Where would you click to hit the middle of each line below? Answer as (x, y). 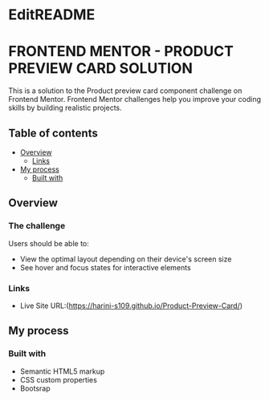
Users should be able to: (49, 243)
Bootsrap (35, 388)
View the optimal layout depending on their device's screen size (126, 259)
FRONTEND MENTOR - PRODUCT (121, 52)
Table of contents (53, 133)
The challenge (37, 226)
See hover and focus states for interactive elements (105, 267)
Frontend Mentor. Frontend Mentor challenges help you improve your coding (135, 99)
